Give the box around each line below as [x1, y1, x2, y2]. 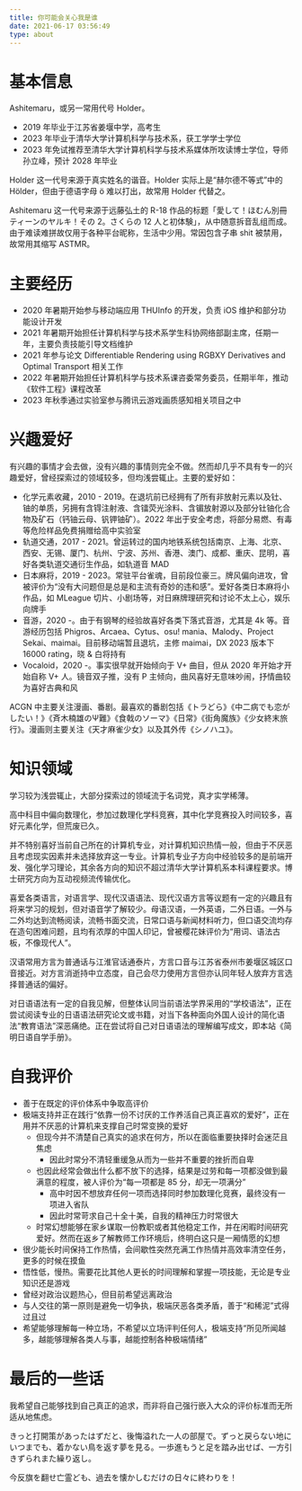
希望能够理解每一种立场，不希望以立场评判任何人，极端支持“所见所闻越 [22, 1323, 286, 1334]
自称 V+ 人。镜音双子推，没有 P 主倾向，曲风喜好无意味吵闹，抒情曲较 [30, 671, 291, 682]
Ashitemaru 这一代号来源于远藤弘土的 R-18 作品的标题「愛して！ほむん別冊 [9, 205, 288, 216]
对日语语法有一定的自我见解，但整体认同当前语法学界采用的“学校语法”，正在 [9, 998, 292, 1009]
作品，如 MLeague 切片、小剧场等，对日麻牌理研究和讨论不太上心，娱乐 [22, 592, 290, 603]
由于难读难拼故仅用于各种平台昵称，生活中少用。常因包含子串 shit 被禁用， [9, 227, 288, 238]
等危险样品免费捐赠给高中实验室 [22, 525, 141, 536]
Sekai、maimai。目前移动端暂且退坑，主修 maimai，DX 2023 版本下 [22, 637, 275, 648]
